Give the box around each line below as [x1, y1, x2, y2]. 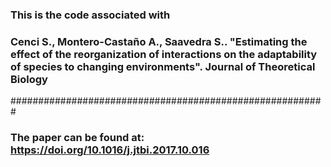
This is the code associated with [10, 8, 171, 22]
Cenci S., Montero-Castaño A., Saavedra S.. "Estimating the [10, 34, 308, 48]
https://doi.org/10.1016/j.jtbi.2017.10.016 [10, 143, 210, 157]
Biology [10, 72, 48, 86]
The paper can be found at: [10, 131, 145, 145]
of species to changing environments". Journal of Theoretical [10, 59, 316, 73]
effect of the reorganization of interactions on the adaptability [10, 47, 318, 61]
